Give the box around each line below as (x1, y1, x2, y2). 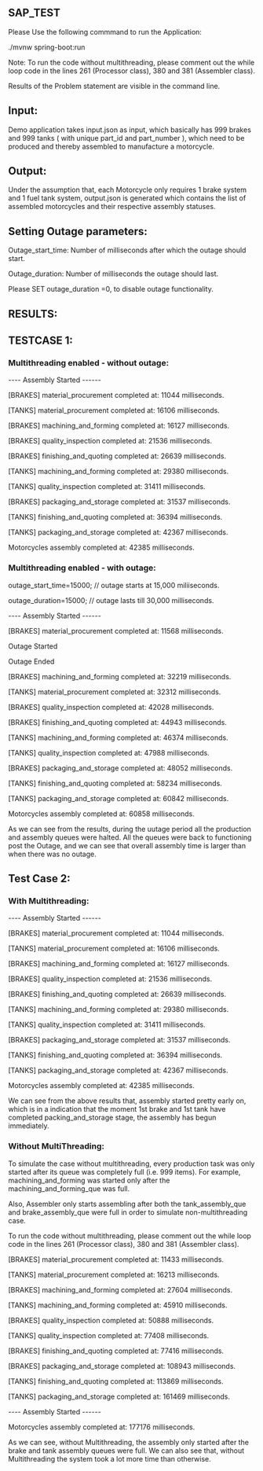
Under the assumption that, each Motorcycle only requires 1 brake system (8, 185, 247, 195)
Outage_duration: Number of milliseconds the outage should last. (8, 269, 219, 278)
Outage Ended (8, 656, 55, 666)
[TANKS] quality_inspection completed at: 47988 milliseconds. (8, 748, 210, 757)
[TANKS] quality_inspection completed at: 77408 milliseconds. (8, 1330, 210, 1340)
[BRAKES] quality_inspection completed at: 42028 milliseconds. (8, 702, 214, 712)
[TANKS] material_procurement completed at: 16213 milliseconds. (8, 1270, 220, 1279)
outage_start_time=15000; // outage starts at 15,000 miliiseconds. (8, 580, 220, 590)
